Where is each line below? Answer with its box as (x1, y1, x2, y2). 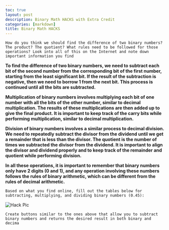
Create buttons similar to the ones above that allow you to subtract (5, 212, 158, 217)
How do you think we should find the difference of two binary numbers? (5, 40, 163, 46)
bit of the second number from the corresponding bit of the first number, (5, 68, 162, 74)
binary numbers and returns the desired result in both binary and (5, 216, 152, 221)
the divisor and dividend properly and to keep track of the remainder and (5, 147, 162, 153)
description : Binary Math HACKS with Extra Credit (5, 17, 115, 22)
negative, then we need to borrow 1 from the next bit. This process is (5, 79, 153, 85)
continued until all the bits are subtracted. (5, 84, 96, 91)
